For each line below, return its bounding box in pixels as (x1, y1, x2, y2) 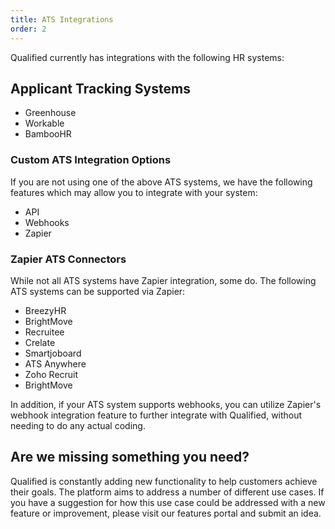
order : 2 (10, 24, 47, 34)
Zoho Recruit (24, 368, 79, 380)
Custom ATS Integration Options (10, 153, 172, 167)
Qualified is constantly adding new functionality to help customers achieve (10, 475, 318, 487)
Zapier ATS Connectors (10, 252, 127, 266)
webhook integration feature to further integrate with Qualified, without (10, 409, 303, 421)
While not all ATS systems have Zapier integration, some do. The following (10, 274, 317, 286)
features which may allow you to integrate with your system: (10, 186, 258, 198)
